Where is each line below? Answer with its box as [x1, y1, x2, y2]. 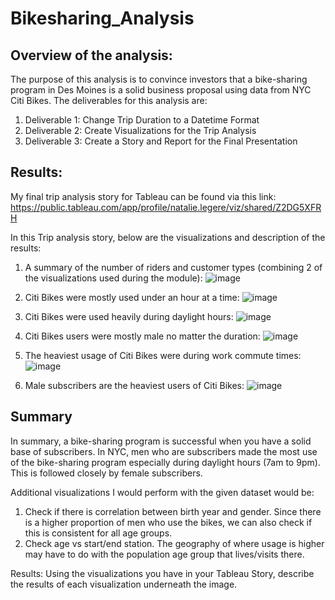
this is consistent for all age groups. [24, 527, 173, 539]
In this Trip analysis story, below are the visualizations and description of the [10, 231, 326, 243]
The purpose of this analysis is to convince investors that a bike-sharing [10, 73, 308, 85]
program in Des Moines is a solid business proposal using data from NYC [10, 84, 312, 96]
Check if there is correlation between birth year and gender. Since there [24, 505, 322, 517]
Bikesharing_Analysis [10, 7, 195, 30]
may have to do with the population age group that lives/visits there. [24, 548, 305, 560]
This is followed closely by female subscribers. [10, 467, 203, 479]
